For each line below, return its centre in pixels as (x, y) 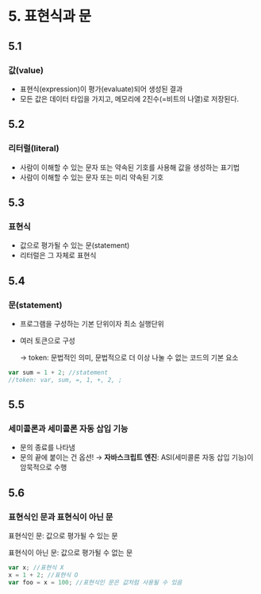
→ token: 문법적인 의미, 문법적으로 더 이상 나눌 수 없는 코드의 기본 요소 (129, 357)
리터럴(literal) (34, 148)
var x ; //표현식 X (36, 568)
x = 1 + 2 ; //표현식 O (43, 575)
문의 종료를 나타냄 (47, 447)
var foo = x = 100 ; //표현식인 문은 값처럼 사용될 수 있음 (95, 582)
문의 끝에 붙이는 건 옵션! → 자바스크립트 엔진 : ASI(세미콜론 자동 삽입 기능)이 (136, 457)
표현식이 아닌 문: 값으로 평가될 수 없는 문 (71, 553)
